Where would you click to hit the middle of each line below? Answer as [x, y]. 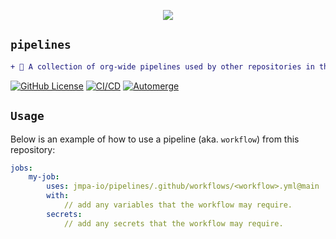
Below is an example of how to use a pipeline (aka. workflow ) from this [155, 139]
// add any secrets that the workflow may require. [173, 223]
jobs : [21, 168]
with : [58, 196]
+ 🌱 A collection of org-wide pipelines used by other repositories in [162, 66]
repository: [33, 149]
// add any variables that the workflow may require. [178, 205]
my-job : [44, 177]
